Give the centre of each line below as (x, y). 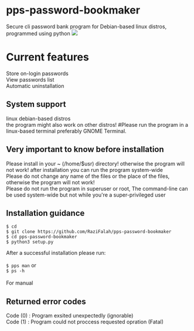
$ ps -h (16, 271)
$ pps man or (21, 265)
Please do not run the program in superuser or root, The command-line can (97, 188)
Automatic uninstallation (35, 86)
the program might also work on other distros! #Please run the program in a (97, 124)
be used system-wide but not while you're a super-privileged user (86, 195)
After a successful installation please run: (56, 253)
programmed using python (38, 33)
